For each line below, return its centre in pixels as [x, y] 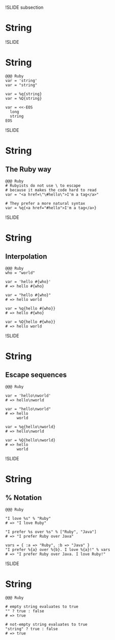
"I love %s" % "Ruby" [28, 518]
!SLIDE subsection [24, 7]
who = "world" [20, 273]
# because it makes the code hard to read [51, 190]
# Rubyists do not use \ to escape [43, 185]
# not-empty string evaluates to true [46, 624]
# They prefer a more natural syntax [45, 203]
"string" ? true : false [32, 629]
